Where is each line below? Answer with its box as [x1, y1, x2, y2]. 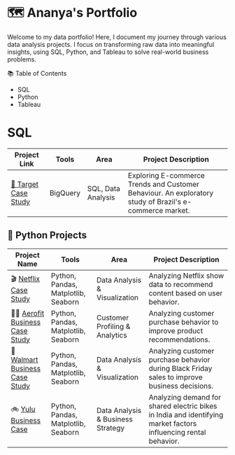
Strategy [97, 423, 124, 433]
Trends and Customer [128, 179, 199, 189]
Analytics [97, 330, 127, 339]
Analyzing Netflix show [148, 270, 225, 280]
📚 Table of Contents [7, 69, 67, 77]
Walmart [10, 354, 38, 364]
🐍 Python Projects [7, 230, 87, 241]
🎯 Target [10, 179, 39, 189]
